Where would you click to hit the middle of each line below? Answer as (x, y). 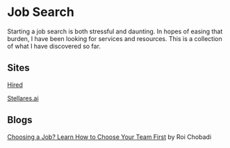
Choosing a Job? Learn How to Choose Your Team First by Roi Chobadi (109, 137)
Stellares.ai (23, 98)
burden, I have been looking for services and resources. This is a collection (115, 38)
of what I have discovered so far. (54, 46)
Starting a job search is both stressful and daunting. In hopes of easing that (115, 31)
